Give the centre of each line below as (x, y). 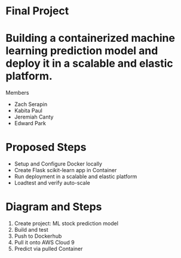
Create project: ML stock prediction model (66, 223)
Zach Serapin (31, 104)
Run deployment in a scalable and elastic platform (76, 176)
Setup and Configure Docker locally (58, 164)
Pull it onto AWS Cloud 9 (45, 242)
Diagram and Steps (54, 207)
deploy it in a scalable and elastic (90, 63)
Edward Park (30, 123)
